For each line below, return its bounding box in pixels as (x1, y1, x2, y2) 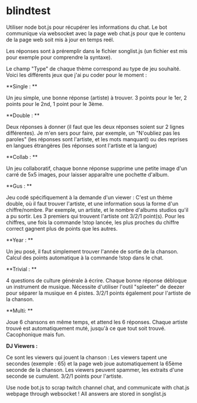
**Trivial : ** (6, 265, 37, 272)
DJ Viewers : (6, 342, 38, 349)
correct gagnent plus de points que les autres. (6, 225, 118, 232)
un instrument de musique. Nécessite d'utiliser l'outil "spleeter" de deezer (6, 283, 185, 290)
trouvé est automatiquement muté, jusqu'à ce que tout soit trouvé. (6, 325, 166, 332)
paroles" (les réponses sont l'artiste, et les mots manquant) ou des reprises (6, 135, 188, 142)
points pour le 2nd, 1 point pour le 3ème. (6, 100, 104, 107)
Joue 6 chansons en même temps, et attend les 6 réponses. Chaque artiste (6, 318, 188, 325)
